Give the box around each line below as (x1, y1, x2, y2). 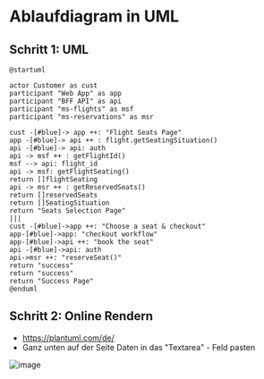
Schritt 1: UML (9, 42, 89, 57)
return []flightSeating (9, 175, 98, 184)
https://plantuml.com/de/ (21, 333, 115, 343)
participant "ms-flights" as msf (9, 105, 134, 114)
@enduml (9, 284, 38, 293)
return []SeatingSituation (9, 198, 110, 207)
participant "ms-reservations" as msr (9, 113, 154, 122)
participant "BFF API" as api (9, 97, 123, 105)
